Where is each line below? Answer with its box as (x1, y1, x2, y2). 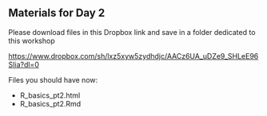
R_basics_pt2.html (19, 91, 81, 100)
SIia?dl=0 (8, 60, 40, 69)
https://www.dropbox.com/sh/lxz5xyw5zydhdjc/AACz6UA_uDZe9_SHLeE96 (8, 51, 259, 60)
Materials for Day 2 (8, 6, 106, 20)
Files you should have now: (8, 75, 98, 84)
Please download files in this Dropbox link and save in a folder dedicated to (8, 27, 256, 37)
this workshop (8, 36, 55, 45)
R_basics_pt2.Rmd (19, 99, 82, 108)
